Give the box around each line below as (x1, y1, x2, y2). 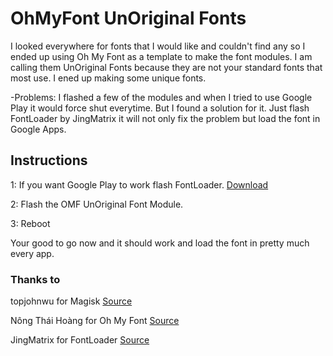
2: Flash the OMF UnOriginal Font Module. (10, 198, 184, 210)
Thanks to (10, 272, 61, 286)
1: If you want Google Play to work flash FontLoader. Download (10, 178, 269, 191)
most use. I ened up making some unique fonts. (10, 72, 207, 84)
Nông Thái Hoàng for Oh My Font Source (10, 315, 180, 327)
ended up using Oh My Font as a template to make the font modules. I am (10, 50, 313, 62)
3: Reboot (10, 217, 51, 229)
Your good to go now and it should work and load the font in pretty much (10, 237, 310, 249)
